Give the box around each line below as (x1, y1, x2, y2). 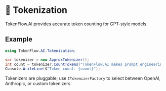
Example (5, 35, 33, 44)
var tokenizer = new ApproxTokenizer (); (5, 57, 90, 62)
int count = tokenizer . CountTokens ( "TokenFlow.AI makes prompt (5, 62, 138, 67)
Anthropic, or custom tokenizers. (5, 81, 72, 87)
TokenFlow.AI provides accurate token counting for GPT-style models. (5, 21, 148, 27)
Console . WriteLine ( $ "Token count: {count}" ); (5, 66, 100, 71)
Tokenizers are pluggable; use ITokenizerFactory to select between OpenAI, (5, 75, 161, 81)
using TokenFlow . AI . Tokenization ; (5, 48, 77, 53)
